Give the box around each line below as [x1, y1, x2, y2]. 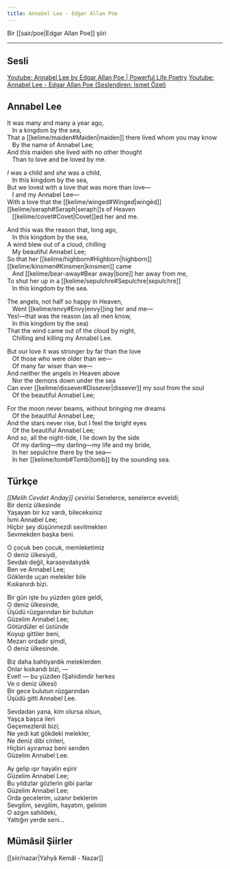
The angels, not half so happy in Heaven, [7, 297, 123, 306]
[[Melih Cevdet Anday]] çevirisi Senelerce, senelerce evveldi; [7, 494, 180, 502]
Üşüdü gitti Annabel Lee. [7, 695, 77, 703]
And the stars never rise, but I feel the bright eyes [7, 419, 147, 427]
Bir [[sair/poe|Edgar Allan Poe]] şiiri [7, 29, 107, 37]
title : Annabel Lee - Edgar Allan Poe [7, 10, 118, 17]
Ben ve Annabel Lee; [7, 565, 66, 574]
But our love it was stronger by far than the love [7, 348, 142, 356]
